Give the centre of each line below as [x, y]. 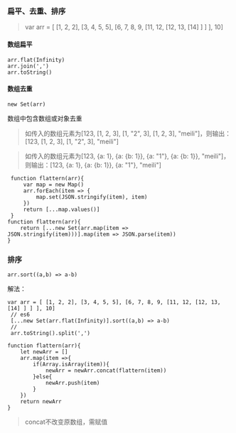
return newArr [41, 402]
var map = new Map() [53, 185]
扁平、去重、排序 [37, 11]
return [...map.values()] [61, 209]
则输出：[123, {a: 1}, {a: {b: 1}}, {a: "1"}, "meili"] [93, 165]
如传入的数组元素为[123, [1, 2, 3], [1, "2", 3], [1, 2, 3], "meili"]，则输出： [128, 133]
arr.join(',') [28, 66]
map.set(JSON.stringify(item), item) [92, 197]
